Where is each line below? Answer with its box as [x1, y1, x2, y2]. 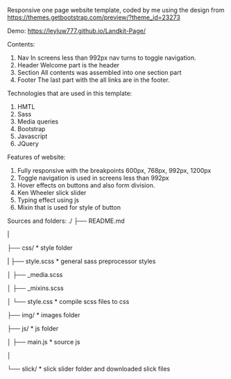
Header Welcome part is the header [17, 61, 120, 69]
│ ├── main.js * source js [7, 338, 80, 346]
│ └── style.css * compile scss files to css [7, 298, 130, 305]
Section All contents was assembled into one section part [17, 69, 182, 76]
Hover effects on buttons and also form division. [17, 181, 155, 189]
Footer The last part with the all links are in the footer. [17, 76, 170, 84]
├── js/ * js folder [7, 324, 59, 332]
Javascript [17, 132, 48, 140]
